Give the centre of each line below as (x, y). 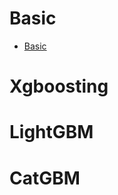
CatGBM (45, 178)
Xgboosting (59, 86)
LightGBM (51, 132)
